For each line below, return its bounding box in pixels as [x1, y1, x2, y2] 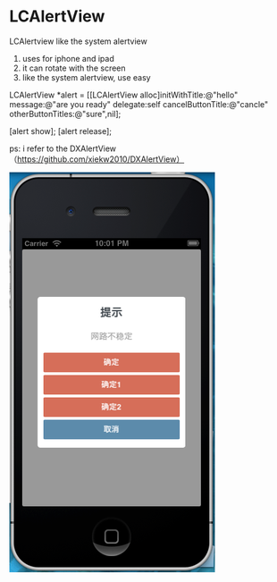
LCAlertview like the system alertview [9, 36, 147, 46]
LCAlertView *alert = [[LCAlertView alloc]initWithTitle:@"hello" [9, 89, 239, 100]
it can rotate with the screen [21, 63, 127, 73]
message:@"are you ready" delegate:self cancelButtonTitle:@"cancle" [9, 98, 269, 109]
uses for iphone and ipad [21, 53, 114, 63]
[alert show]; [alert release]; [9, 125, 113, 136]
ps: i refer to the [9, 143, 69, 154]
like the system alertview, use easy [21, 72, 151, 82]
